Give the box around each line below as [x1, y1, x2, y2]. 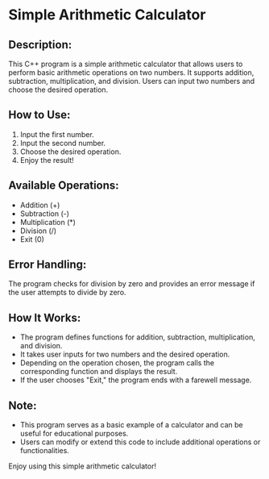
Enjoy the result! [19, 155, 74, 165]
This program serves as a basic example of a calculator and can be [19, 420, 243, 430]
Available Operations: [8, 179, 119, 193]
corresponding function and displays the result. [19, 367, 178, 377]
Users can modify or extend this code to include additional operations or [19, 437, 261, 447]
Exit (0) [19, 234, 44, 244]
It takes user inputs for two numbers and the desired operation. [19, 349, 230, 360]
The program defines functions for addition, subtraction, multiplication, [19, 332, 255, 342]
